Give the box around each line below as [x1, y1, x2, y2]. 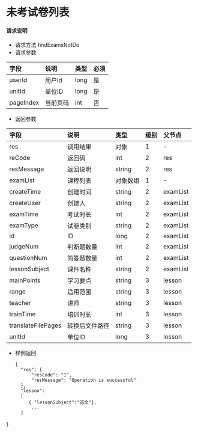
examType [9, 221, 39, 230]
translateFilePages [9, 321, 62, 330]
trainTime [9, 310, 36, 319]
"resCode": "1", [31, 372, 72, 378]
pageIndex [9, 99, 40, 107]
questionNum [9, 254, 47, 262]
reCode [9, 154, 31, 162]
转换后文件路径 [67, 322, 110, 330]
